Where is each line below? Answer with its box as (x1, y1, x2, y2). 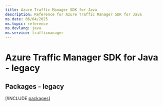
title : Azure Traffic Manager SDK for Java (5, 7, 97, 12)
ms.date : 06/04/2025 (5, 16, 48, 21)
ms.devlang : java (5, 26, 41, 31)
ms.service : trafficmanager (5, 30, 64, 35)
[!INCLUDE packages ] (5, 96, 50, 101)
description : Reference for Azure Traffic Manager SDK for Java (5, 12, 142, 17)
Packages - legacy (5, 82, 64, 91)
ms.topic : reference (5, 21, 48, 26)
